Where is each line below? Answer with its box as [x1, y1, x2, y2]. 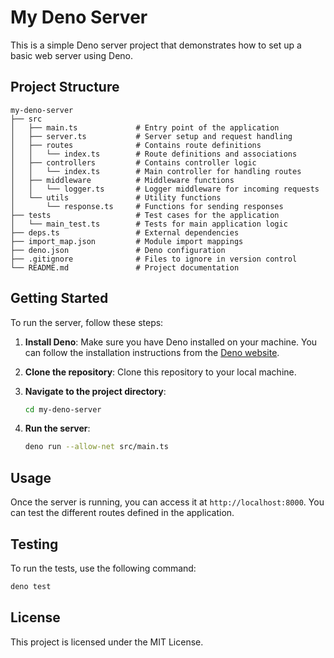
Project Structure [10, 79, 120, 96]
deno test [10, 581, 52, 591]
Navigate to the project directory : [24, 385, 167, 397]
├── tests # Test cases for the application [10, 210, 280, 220]
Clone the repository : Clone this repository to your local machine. [24, 366, 297, 378]
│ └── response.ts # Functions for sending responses [10, 201, 284, 211]
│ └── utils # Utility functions [10, 192, 222, 203]
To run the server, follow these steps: [10, 316, 164, 328]
